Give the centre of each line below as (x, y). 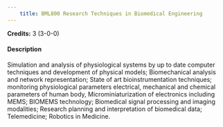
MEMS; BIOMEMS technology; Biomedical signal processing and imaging (111, 101)
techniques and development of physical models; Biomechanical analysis (111, 72)
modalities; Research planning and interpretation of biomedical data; (105, 109)
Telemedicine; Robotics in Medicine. (59, 116)
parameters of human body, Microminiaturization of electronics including (111, 94)
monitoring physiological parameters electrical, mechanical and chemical (111, 87)
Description (25, 49)
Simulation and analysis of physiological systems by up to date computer (111, 65)
